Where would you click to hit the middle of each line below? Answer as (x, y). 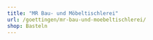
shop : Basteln (28, 26)
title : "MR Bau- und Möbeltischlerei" (63, 13)
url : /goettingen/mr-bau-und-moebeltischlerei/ (77, 20)
